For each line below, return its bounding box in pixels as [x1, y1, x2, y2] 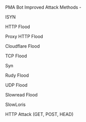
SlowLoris [5, 101, 26, 107]
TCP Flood [5, 53, 27, 59]
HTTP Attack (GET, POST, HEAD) [5, 111, 74, 117]
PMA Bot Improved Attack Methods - [5, 5, 81, 10]
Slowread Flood [5, 92, 38, 97]
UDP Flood [5, 82, 28, 88]
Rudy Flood [5, 72, 29, 78]
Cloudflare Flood [5, 43, 40, 49]
